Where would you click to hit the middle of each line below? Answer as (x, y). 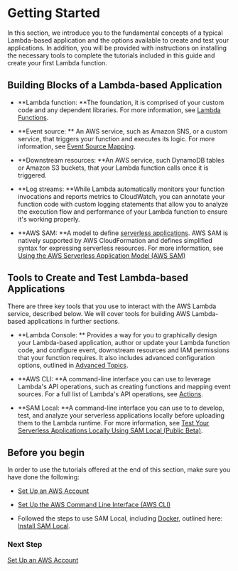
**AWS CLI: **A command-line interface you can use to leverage (114, 379)
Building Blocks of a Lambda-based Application (115, 86)
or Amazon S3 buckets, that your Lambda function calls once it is (113, 168)
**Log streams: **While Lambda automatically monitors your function (121, 189)
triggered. (32, 175)
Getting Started (54, 13)
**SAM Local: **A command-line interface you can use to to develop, (121, 408)
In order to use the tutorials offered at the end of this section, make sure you (119, 469)
